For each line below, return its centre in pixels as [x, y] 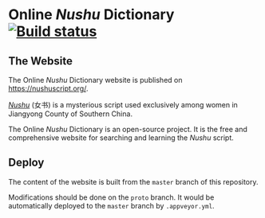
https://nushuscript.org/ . [48, 88]
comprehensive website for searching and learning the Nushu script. [121, 138]
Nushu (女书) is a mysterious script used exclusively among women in [123, 105]
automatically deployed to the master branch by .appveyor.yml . [111, 205]
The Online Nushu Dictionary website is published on [95, 80]
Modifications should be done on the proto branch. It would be [111, 197]
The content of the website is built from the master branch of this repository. [133, 181]
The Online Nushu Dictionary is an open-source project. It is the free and [128, 129]
